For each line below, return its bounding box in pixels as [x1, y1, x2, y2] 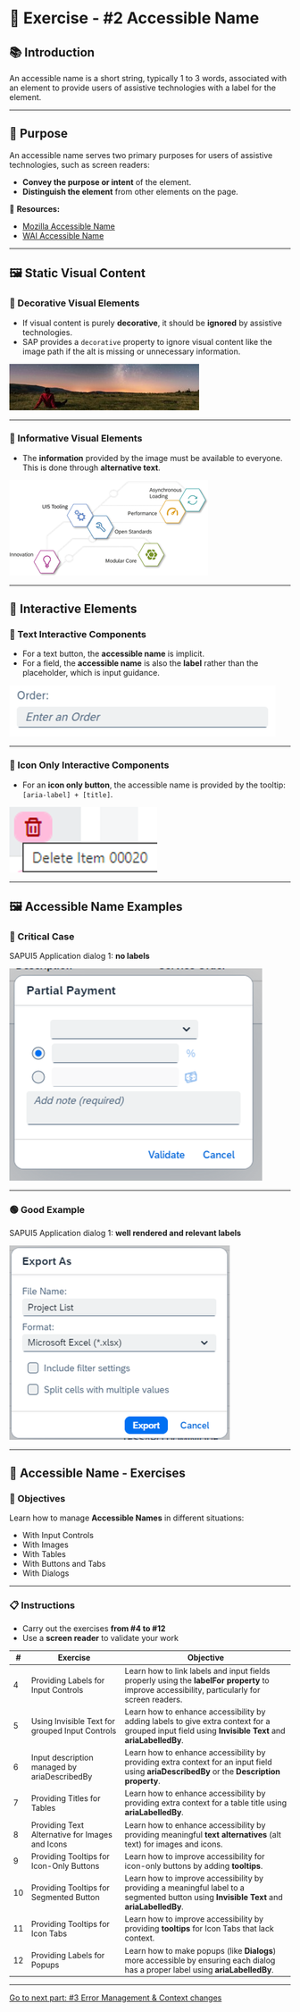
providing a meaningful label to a [124, 1882, 246, 1893]
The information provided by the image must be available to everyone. [21, 452, 283, 463]
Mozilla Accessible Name [21, 221, 116, 232]
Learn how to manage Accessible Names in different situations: [9, 1512, 245, 1523]
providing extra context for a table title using [124, 1797, 287, 1808]
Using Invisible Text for [30, 1715, 116, 1726]
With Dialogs [21, 1568, 70, 1578]
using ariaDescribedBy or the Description [124, 1766, 281, 1777]
